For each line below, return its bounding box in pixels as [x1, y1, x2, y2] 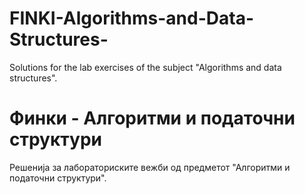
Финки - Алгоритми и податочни [9, 107, 296, 130]
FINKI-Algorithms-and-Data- [9, 7, 255, 30]
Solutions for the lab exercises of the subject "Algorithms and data [9, 61, 282, 73]
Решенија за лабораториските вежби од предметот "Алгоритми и [9, 161, 291, 173]
